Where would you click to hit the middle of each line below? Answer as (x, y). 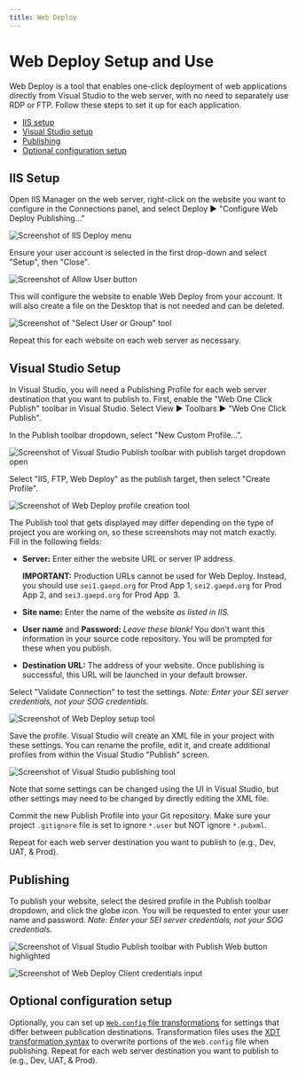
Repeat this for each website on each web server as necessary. (125, 340)
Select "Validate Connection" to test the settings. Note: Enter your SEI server (149, 692)
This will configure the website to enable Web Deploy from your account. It (146, 296)
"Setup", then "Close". (50, 262)
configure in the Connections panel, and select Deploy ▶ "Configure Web (144, 209)
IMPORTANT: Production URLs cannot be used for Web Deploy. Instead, (154, 576)
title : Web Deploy (43, 17)
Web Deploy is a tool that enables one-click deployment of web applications (148, 86)
